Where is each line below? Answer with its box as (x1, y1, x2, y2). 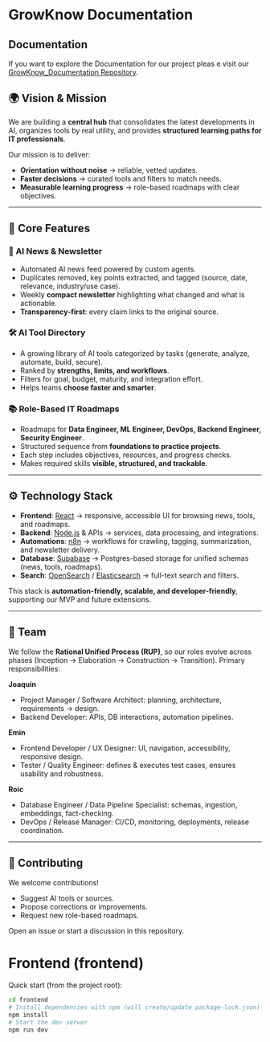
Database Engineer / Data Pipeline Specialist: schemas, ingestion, (19, 799, 238, 809)
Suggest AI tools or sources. (19, 893, 114, 903)
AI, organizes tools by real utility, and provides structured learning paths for (8, 125, 262, 135)
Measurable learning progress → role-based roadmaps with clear (19, 182, 240, 192)
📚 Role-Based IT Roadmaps (8, 403, 120, 415)
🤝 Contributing (8, 856, 84, 870)
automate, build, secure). (19, 357, 103, 366)
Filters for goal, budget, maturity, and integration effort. (19, 374, 203, 383)
